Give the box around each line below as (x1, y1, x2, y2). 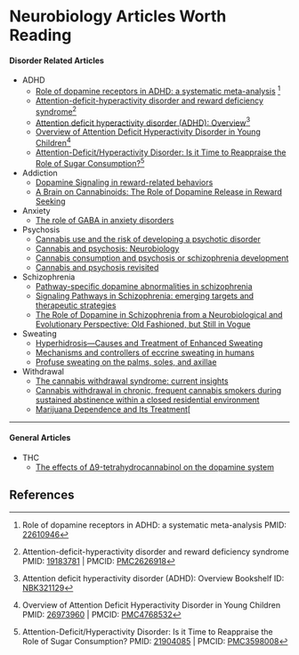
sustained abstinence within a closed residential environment (35, 394, 260, 405)
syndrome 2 (35, 105, 77, 117)
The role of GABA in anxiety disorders (35, 214, 174, 225)
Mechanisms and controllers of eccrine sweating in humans (35, 347, 255, 358)
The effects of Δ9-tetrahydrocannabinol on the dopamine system (35, 461, 274, 473)
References (9, 488, 75, 503)
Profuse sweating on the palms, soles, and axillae (35, 356, 217, 367)
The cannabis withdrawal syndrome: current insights (35, 376, 229, 386)
